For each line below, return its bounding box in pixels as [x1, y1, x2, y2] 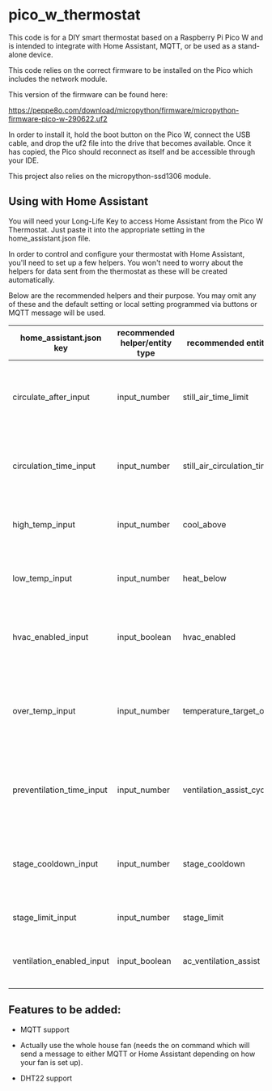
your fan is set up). [19, 1057, 83, 1067]
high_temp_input [12, 518, 75, 530]
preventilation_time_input [12, 784, 108, 795]
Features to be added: [8, 1003, 121, 1017]
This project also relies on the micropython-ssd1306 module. [8, 171, 211, 181]
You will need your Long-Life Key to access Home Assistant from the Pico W [8, 216, 263, 226]
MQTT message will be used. [8, 308, 106, 317]
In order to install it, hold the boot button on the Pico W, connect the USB [8, 130, 251, 139]
